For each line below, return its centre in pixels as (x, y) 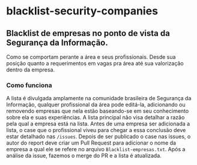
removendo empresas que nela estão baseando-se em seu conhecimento (98, 111)
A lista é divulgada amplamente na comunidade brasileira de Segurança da (99, 98)
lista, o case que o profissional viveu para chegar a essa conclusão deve (96, 130)
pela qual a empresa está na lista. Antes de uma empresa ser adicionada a (98, 124)
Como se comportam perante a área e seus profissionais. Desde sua (91, 57)
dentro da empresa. (31, 70)
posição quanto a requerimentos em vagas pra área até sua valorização (95, 63)
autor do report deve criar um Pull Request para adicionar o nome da (91, 143)
